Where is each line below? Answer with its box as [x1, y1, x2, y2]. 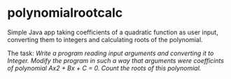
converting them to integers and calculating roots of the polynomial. [7, 35, 203, 43]
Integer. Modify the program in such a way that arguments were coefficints [7, 56, 224, 64]
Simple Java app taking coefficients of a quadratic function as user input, [7, 28, 218, 36]
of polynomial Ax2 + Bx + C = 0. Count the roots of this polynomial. [7, 64, 202, 72]
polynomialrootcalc [7, 5, 123, 21]
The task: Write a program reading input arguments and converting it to [7, 49, 214, 57]
